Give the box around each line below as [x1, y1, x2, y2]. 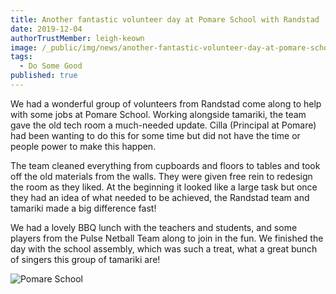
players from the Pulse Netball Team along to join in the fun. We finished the [10, 232, 324, 244]
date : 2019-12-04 [10, 24, 83, 34]
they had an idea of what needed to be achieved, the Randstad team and [10, 191, 310, 203]
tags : [10, 52, 33, 62]
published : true [10, 71, 78, 81]
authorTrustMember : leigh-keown [10, 33, 145, 43]
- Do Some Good [19, 61, 83, 71]
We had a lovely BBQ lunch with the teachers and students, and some [10, 221, 298, 233]
